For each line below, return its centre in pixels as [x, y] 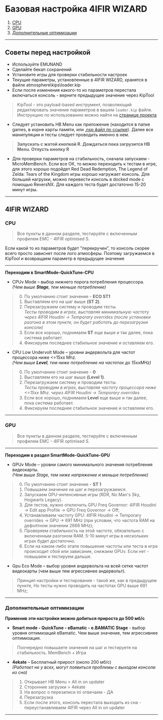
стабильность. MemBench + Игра [51, 653]
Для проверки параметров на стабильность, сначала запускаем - [81, 158]
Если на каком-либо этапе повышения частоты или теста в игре [91, 546]
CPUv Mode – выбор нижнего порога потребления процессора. [78, 282]
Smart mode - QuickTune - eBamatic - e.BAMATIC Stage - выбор [79, 628]
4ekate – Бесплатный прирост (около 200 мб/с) [62, 662]
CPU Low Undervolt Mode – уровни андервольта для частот [73, 352]
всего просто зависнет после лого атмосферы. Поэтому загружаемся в [80, 253]
